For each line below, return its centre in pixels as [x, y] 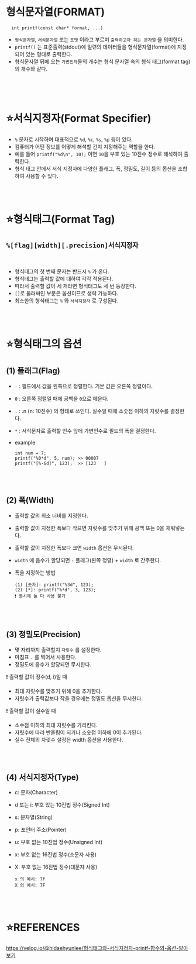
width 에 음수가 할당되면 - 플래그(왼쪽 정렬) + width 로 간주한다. [88, 560]
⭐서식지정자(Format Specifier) [79, 118]
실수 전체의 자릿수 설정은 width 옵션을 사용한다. [69, 739]
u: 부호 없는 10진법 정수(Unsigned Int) [59, 842]
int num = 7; [30, 453]
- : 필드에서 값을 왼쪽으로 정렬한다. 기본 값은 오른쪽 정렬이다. [84, 386]
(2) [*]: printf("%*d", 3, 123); [55, 590]
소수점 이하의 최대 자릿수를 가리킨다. [56, 725]
